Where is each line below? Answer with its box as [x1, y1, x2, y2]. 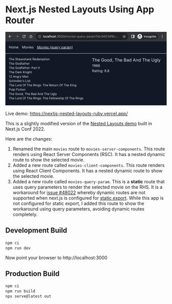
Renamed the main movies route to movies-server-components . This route [12, 145, 165, 152]
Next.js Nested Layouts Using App [5, 4, 155, 15]
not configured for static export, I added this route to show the [12, 200, 144, 206]
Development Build [5, 226, 68, 235]
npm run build [5, 289, 36, 294]
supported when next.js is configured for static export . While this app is [12, 195, 164, 201]
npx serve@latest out [5, 294, 52, 299]
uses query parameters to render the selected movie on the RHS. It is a [12, 184, 163, 190]
